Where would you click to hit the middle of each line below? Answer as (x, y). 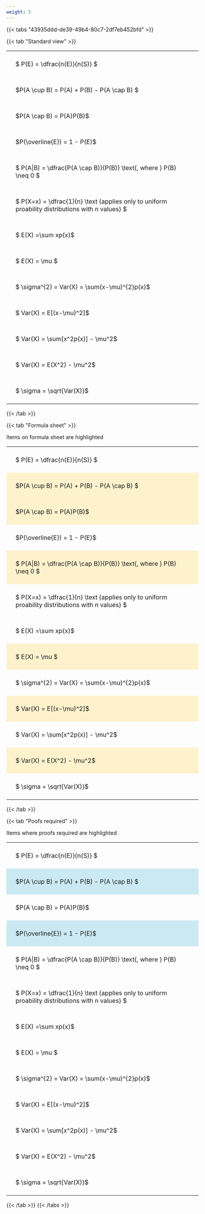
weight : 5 (19, 12)
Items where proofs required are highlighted (62, 833)
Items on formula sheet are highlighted (55, 437)
